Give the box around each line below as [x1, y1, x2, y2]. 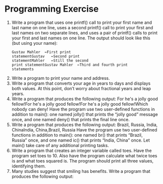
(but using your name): [11, 40, 58, 46]
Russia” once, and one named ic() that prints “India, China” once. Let [11, 137, 150, 143]
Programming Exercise [4, 3, 99, 15]
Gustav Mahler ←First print [11, 50, 71, 55]
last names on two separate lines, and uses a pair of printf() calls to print [11, 30, 158, 36]
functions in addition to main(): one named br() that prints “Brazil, [11, 132, 143, 138]
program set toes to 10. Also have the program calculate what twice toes [11, 152, 158, 159]
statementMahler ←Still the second [11, 58, 89, 63]
